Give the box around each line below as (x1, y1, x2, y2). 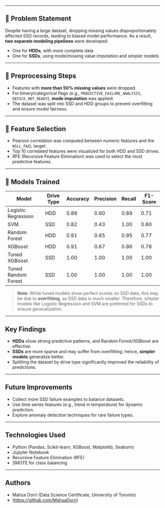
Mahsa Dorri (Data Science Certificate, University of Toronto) (12, 492, 136, 498)
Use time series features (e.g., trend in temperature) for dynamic (12, 401, 143, 407)
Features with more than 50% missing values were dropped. (12, 85, 137, 91)
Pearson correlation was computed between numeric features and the (12, 138, 155, 144)
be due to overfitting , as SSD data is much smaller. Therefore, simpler (17, 295, 160, 301)
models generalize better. (12, 354, 65, 360)
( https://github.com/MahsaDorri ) (12, 497, 79, 503)
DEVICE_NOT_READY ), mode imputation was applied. (12, 95, 114, 101)
